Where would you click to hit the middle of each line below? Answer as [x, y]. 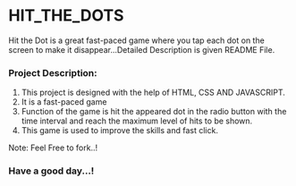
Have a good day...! [51, 171]
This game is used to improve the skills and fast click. [119, 131]
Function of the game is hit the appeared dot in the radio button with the [154, 112]
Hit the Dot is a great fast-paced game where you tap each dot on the [136, 40]
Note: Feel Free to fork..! [53, 148]
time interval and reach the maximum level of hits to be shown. [137, 121]
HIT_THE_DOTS [66, 16]
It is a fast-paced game [64, 102]
